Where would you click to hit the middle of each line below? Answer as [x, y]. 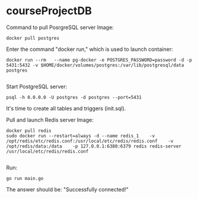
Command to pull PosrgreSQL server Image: [60, 27]
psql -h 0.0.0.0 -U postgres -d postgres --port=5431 [74, 97]
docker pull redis [29, 131]
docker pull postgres [33, 38]
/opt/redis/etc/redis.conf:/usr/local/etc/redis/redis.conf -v [90, 141]
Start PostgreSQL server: [37, 86]
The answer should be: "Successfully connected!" [68, 189]
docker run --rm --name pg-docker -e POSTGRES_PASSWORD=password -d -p [99, 60]
